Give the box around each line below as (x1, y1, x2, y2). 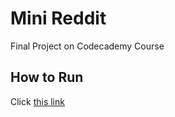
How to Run (10, 69, 84, 86)
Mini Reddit (10, 7, 107, 30)
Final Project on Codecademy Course (10, 40, 165, 52)
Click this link (10, 95, 65, 107)
